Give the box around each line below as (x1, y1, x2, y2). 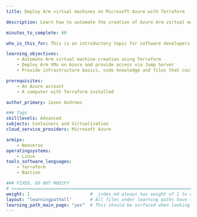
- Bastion (16, 169, 41, 176)
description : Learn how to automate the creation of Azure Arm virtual (6, 19, 185, 25)
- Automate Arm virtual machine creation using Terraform (16, 56, 161, 62)
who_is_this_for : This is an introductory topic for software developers (6, 40, 191, 46)
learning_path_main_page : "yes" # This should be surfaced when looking (6, 202, 191, 208)
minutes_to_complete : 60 (6, 30, 67, 36)
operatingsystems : (6, 148, 51, 154)
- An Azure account (16, 83, 64, 89)
